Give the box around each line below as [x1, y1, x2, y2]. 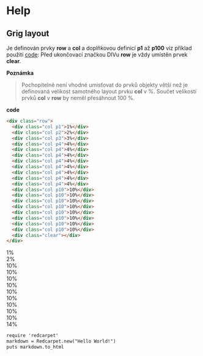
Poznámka [6, 69, 34, 77]
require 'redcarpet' [6, 333, 59, 339]
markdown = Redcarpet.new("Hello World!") [6, 338, 116, 344]
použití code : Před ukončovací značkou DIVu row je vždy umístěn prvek [6, 51, 188, 58]
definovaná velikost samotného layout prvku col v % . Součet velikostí [21, 88, 197, 95]
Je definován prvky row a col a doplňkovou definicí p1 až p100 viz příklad [6, 44, 193, 52]
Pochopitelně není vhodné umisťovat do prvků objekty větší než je [21, 81, 188, 88]
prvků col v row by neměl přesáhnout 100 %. [21, 95, 135, 101]
